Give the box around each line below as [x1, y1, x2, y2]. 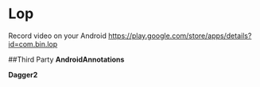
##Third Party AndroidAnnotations [8, 55, 125, 64]
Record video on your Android [8, 31, 107, 40]
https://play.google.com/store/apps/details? [108, 31, 252, 40]
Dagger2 [8, 70, 38, 79]
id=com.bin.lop [8, 39, 58, 48]
